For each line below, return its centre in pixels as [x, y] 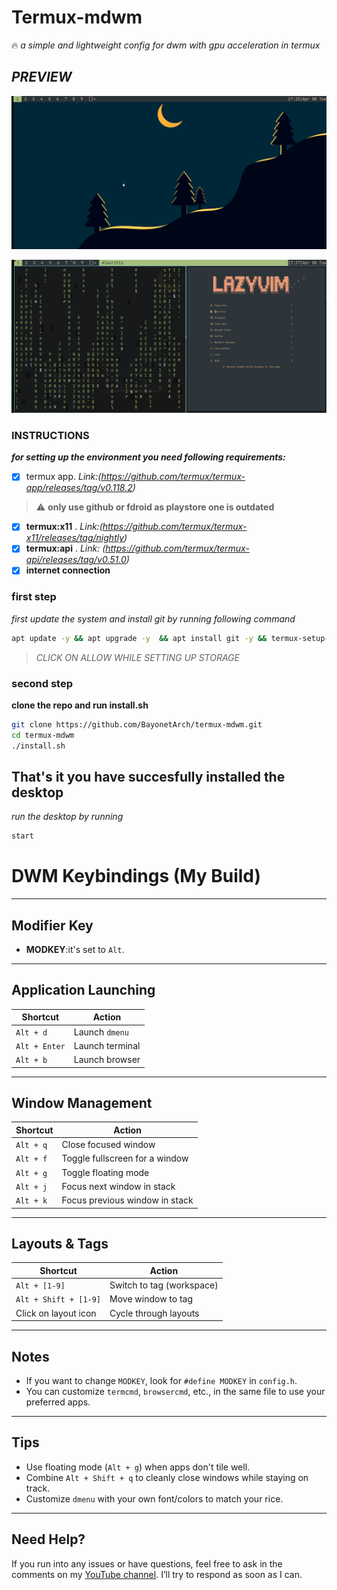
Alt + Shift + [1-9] [58, 1300]
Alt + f [31, 1159]
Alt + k [31, 1201]
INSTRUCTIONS [50, 435]
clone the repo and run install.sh [80, 705]
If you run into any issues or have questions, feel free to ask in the [147, 1563]
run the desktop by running [67, 817]
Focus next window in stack [118, 1186]
